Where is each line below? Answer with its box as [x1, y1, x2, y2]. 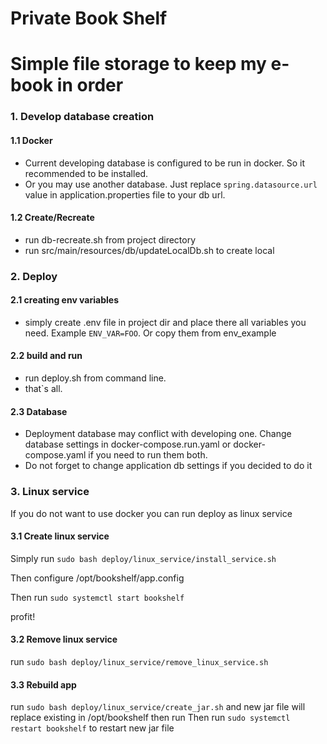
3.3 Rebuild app [10, 678, 77, 691]
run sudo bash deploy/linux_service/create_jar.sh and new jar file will [10, 701, 306, 713]
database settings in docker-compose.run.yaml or [24, 438, 232, 451]
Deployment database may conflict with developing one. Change [24, 428, 292, 440]
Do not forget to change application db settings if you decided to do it [24, 460, 313, 472]
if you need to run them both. [88, 449, 208, 461]
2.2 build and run [10, 350, 83, 362]
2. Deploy [10, 269, 58, 283]
